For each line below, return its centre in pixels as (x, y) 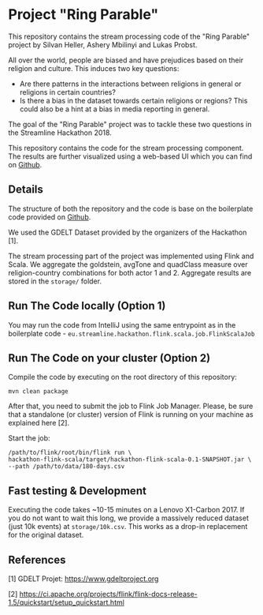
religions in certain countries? (68, 92)
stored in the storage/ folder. (55, 281)
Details (26, 190)
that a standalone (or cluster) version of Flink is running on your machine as (131, 414)
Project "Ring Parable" (83, 15)
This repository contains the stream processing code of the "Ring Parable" (129, 36)
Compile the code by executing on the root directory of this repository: (123, 377)
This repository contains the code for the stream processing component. (126, 148)
